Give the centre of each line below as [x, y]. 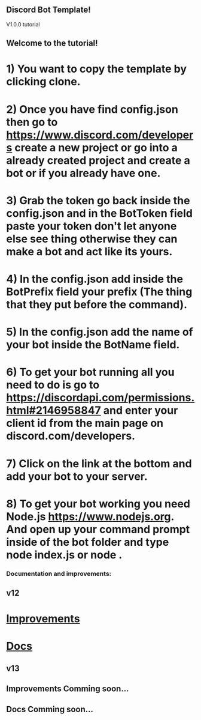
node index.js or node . [64, 555]
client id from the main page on [85, 423]
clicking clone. [43, 82]
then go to [32, 122]
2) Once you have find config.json [92, 109]
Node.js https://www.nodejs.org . [90, 516]
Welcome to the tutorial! [52, 44]
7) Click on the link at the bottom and [99, 463]
